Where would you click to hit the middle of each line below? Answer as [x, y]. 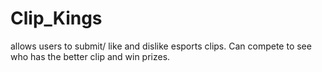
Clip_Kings [56, 18]
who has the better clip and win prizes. [90, 56]
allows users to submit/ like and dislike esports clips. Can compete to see [161, 46]
